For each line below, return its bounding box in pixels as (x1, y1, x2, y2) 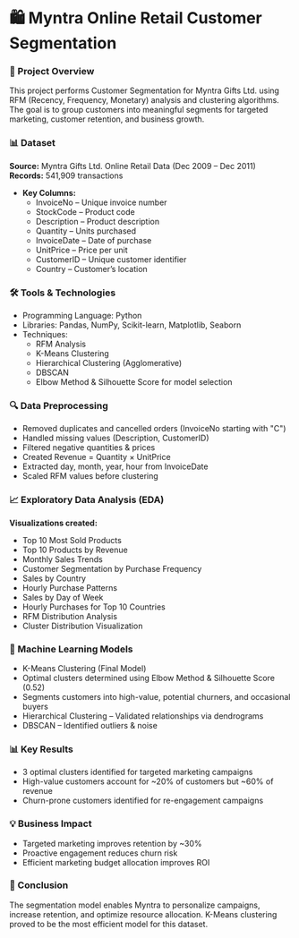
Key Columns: (21, 187, 76, 198)
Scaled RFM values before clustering (21, 471, 158, 482)
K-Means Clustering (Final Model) (21, 662, 147, 673)
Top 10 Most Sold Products (21, 534, 123, 545)
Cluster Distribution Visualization (21, 620, 143, 631)
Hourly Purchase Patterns (21, 582, 118, 593)
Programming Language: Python (21, 311, 142, 321)
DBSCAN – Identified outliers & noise (21, 720, 158, 730)
